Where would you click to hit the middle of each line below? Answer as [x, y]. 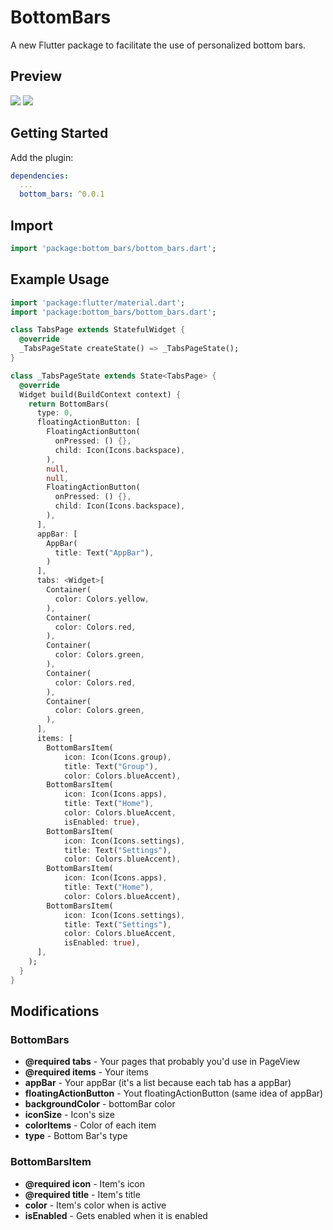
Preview [36, 76]
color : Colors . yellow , [102, 599]
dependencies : [40, 176]
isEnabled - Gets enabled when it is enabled [116, 1215]
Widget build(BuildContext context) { [100, 394]
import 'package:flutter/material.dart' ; [98, 302]
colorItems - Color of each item [90, 1125]
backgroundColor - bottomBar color [100, 1104]
